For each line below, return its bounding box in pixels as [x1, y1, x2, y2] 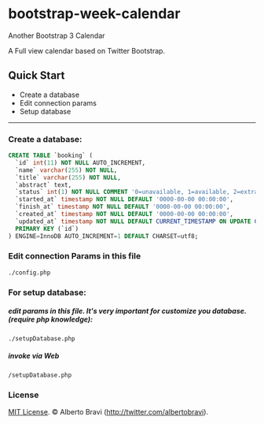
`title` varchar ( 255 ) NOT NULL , [15, 173, 122, 181]
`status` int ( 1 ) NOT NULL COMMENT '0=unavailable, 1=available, [15, 188, 230, 196]
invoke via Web [8, 351, 60, 361]
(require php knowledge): [8, 314, 93, 324]
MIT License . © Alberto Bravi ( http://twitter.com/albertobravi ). [8, 407, 209, 416]
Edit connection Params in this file [8, 251, 141, 262]
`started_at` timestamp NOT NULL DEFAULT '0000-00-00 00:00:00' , [15, 195, 234, 203]
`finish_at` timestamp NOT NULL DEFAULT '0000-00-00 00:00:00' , [15, 203, 230, 211]
